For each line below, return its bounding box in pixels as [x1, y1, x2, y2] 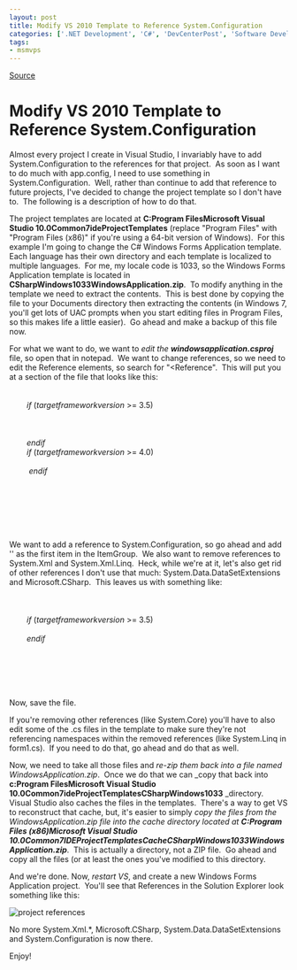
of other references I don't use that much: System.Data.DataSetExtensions [9, 567, 281, 578]
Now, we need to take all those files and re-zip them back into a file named [9, 760, 283, 771]
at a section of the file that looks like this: [9, 372, 159, 382]
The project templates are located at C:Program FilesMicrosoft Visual [9, 213, 265, 224]
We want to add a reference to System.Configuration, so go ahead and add [9, 539, 282, 550]
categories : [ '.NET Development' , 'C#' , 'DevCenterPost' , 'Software [9, 29, 267, 38]
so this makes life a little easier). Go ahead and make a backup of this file [9, 317, 278, 327]
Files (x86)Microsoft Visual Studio [9, 826, 139, 836]
